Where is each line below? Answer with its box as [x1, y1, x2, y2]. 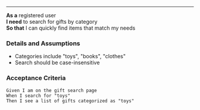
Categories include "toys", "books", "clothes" [14, 53, 126, 60]
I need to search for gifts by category [6, 18, 98, 25]
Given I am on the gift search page [6, 87, 97, 93]
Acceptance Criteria [6, 74, 66, 82]
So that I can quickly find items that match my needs [6, 24, 136, 32]
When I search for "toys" [6, 93, 70, 99]
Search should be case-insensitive [14, 59, 100, 66]
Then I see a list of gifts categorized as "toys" [6, 98, 135, 104]
